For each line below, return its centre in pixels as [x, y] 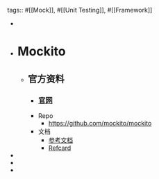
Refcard [60, 148]
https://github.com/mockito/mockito [100, 123]
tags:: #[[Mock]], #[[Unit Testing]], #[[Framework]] [80, 10]
